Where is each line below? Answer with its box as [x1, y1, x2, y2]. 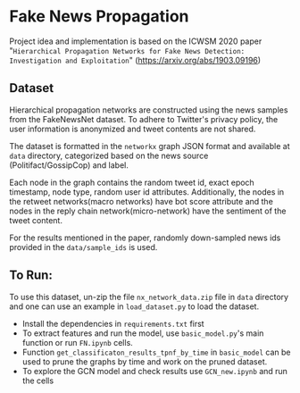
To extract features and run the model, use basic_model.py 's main [21, 328, 264, 339]
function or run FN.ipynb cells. [21, 337, 134, 347]
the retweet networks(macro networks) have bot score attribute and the [9, 196, 274, 206]
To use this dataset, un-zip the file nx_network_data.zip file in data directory [9, 291, 288, 302]
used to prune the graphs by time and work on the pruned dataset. [21, 355, 268, 367]
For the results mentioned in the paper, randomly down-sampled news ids [9, 232, 281, 243]
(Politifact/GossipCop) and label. [9, 159, 129, 171]
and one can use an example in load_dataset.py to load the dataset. [9, 301, 260, 312]
